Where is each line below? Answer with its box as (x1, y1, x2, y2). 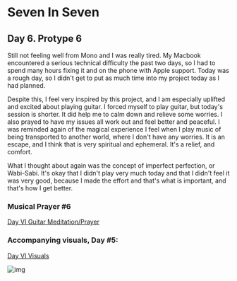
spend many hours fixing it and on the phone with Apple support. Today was (7, 67, 229, 74)
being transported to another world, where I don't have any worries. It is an (7, 132, 226, 141)
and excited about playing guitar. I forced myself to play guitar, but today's (7, 103, 224, 110)
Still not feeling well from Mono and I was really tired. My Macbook (7, 51, 201, 59)
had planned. (7, 81, 46, 89)
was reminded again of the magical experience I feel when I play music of (7, 125, 221, 133)
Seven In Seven (7, 4, 100, 21)
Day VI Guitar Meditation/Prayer (7, 217, 100, 226)
